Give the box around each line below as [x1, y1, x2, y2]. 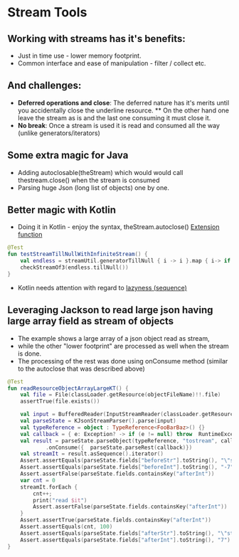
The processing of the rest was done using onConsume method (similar [17, 356, 228, 365]
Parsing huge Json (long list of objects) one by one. [17, 183, 169, 192]
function [17, 230, 43, 239]
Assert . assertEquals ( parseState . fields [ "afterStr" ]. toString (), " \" [20, 529, 228, 537]
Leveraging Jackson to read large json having [7, 304, 213, 317]
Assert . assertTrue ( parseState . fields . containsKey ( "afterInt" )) [20, 516, 212, 524]
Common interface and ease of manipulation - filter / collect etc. [17, 59, 206, 68]
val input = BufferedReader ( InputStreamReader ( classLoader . [20, 410, 202, 418]
